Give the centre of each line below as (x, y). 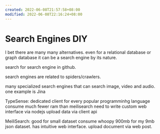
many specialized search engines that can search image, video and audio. (80, 87)
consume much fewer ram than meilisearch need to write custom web (76, 106)
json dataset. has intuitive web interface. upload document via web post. (79, 127)
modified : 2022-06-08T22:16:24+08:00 (44, 14)
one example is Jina (25, 91)
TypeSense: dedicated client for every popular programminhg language (78, 101)
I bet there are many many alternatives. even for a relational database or (78, 52)
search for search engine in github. (41, 67)
